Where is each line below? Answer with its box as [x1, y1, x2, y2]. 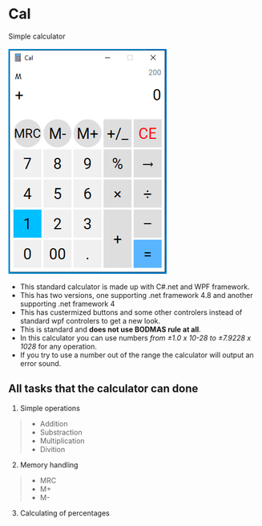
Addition [39, 418, 68, 428]
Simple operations [19, 403, 80, 413]
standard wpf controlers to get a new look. [19, 316, 161, 325]
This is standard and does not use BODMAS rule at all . [19, 324, 202, 334]
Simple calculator [8, 31, 66, 41]
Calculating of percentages [19, 508, 110, 518]
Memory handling [19, 459, 79, 470]
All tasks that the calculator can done [8, 382, 199, 396]
